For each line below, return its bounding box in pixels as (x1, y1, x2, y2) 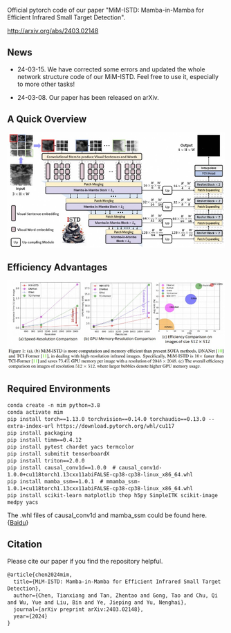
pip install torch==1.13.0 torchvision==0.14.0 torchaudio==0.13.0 (7, 416, 206, 423)
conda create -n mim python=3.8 (7, 402, 100, 409)
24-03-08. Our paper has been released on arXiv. (17, 93, 159, 101)
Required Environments (7, 383, 111, 394)
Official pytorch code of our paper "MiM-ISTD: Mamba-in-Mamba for (7, 6, 204, 14)
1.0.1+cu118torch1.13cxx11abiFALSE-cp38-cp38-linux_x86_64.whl (7, 485, 194, 492)
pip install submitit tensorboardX (7, 451, 110, 458)
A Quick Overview (7, 114, 87, 125)
